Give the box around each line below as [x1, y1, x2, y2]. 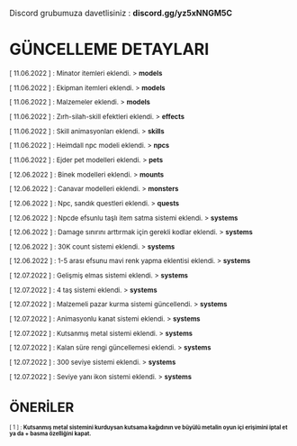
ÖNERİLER [9, 398, 75, 416]
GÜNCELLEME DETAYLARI [9, 40, 210, 59]
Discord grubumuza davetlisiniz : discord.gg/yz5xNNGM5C [9, 8, 232, 18]
